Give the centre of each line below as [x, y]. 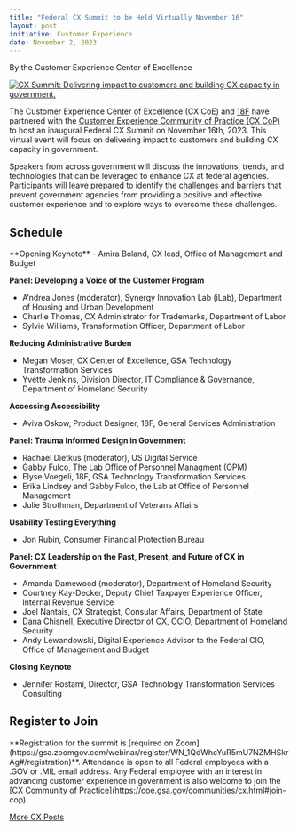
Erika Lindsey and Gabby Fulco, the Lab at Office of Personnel [136, 487]
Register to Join [54, 721]
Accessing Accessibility [55, 407]
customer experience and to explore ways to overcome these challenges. [143, 205]
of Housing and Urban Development [88, 307]
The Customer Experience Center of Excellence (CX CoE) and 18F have [139, 111]
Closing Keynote [40, 667]
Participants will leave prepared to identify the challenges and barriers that [145, 185]
